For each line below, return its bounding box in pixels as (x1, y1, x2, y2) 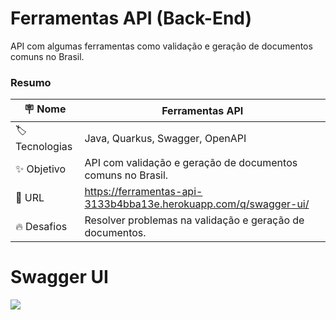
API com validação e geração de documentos (84, 156, 298, 170)
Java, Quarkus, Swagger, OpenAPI (84, 131, 247, 145)
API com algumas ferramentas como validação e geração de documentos (10, 40, 313, 52)
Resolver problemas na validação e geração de (84, 213, 305, 227)
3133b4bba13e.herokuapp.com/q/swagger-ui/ (84, 197, 310, 211)
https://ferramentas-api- (84, 185, 203, 199)
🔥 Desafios (15, 220, 68, 234)
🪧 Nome (23, 102, 67, 116)
